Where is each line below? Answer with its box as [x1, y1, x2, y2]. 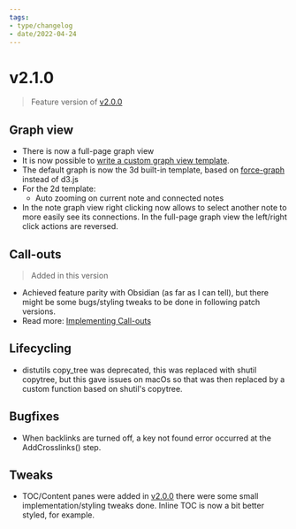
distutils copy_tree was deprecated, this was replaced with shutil [21, 364, 257, 375]
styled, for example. [21, 510, 95, 520]
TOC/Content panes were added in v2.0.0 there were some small [21, 491, 259, 502]
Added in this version [30, 270, 109, 280]
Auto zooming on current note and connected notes [34, 193, 224, 203]
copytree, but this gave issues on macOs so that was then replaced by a [21, 373, 285, 385]
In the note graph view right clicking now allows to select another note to [21, 203, 287, 213]
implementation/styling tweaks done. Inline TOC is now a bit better [21, 501, 265, 511]
